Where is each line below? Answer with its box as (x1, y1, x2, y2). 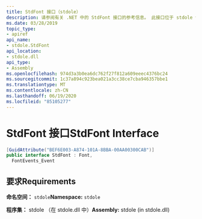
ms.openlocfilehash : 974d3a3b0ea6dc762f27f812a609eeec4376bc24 (6, 71, 168, 77)
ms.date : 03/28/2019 (6, 20, 58, 26)
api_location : (6, 48, 42, 54)
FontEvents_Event (11, 158, 55, 164)
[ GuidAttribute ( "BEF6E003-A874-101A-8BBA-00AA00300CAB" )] (6, 147, 155, 153)
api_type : (6, 59, 31, 65)
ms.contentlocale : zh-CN (6, 87, 69, 94)
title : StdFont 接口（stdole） (6, 8, 81, 15)
